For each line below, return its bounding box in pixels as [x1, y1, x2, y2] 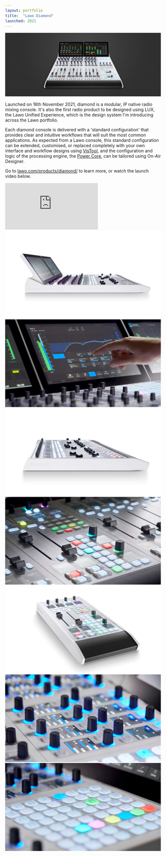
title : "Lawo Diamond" [5, 13, 54, 18]
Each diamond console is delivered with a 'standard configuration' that [5, 127, 149, 133]
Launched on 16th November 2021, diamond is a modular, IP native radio [5, 102, 153, 108]
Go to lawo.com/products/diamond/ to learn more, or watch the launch [5, 168, 149, 174]
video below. [5, 173, 31, 179]
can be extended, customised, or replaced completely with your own [5, 143, 145, 149]
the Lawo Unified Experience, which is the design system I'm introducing [5, 112, 154, 118]
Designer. [5, 159, 25, 165]
